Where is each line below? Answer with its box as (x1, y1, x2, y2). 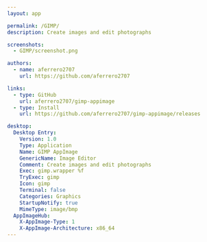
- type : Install (13, 104, 60, 111)
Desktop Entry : (13, 130, 57, 136)
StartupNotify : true (19, 199, 78, 206)
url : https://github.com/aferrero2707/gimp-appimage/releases (19, 110, 201, 117)
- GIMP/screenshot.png (13, 47, 78, 55)
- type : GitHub (13, 91, 57, 98)
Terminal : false (19, 186, 66, 193)
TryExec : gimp (19, 174, 60, 181)
